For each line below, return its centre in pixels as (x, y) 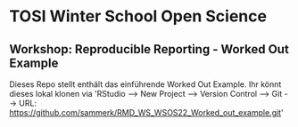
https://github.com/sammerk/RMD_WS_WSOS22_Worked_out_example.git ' (146, 112)
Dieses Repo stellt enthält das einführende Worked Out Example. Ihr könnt (145, 84)
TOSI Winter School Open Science (138, 16)
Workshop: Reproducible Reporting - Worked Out (149, 49)
